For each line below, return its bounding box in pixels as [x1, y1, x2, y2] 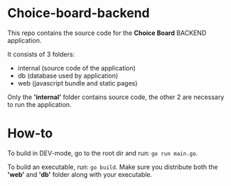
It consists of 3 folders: [7, 50, 75, 58]
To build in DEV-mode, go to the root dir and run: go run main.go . [7, 148, 198, 157]
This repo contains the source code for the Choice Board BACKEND [7, 29, 207, 37]
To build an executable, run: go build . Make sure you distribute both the [7, 162, 218, 171]
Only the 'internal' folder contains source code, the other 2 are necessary [7, 93, 225, 101]
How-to [7, 125, 53, 142]
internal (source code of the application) [17, 63, 136, 72]
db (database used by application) [17, 71, 119, 80]
